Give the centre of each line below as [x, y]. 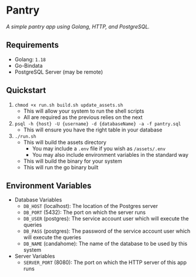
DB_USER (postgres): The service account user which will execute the [106, 219]
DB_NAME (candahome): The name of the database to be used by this [105, 244]
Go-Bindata [29, 65]
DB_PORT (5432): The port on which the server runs [84, 212]
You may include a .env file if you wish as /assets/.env [99, 149]
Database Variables [38, 200]
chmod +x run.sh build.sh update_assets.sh [69, 105]
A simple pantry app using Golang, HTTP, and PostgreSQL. [78, 27]
